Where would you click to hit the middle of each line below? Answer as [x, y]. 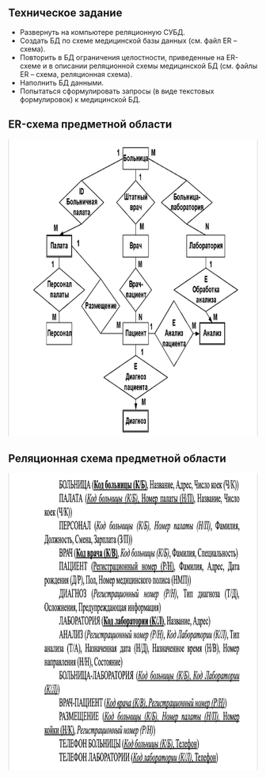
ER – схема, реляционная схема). [76, 74]
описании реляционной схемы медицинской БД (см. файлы [156, 66]
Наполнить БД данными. [62, 82]
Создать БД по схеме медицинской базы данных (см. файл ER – [128, 40]
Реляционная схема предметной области [118, 459]
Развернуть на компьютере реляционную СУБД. [103, 32]
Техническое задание [65, 13]
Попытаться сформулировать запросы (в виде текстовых [117, 91]
